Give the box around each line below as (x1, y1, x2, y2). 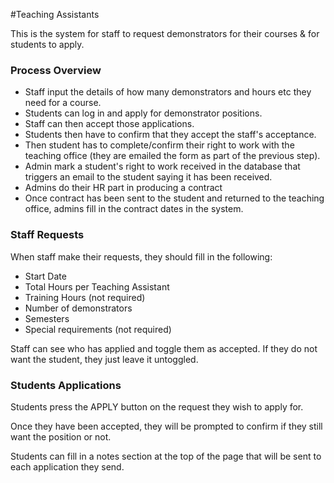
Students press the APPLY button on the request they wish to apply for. (10, 400, 304, 413)
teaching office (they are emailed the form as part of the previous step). (24, 150, 321, 162)
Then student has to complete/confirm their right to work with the (24, 139, 295, 151)
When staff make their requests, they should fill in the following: (10, 250, 273, 263)
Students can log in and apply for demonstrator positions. (24, 107, 263, 119)
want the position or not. (10, 430, 112, 443)
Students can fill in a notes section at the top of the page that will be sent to (10, 450, 322, 462)
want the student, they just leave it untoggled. (10, 353, 199, 365)
